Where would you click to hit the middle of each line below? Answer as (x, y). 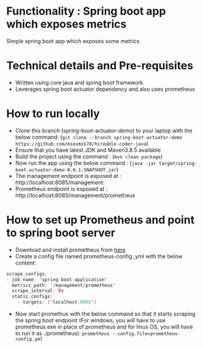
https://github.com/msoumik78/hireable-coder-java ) (82, 143)
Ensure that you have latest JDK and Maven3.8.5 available (88, 150)
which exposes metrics (66, 24)
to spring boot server (61, 233)
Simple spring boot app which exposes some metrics (73, 41)
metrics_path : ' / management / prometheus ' (64, 285)
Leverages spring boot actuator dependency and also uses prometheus (105, 89)
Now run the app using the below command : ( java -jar (86, 163)
